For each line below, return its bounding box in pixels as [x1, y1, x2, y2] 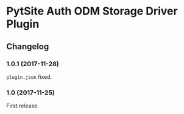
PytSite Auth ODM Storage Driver [6, 4, 178, 18]
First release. [6, 102, 40, 110]
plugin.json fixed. [6, 73, 52, 80]
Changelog [6, 41, 49, 52]
